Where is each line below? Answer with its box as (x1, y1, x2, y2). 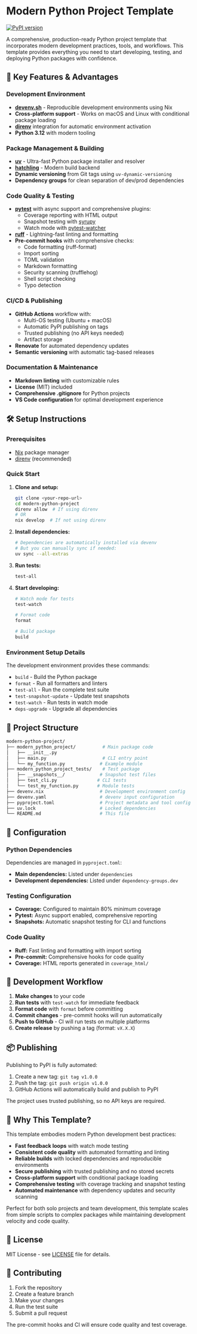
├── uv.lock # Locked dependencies (6, 805, 156, 811)
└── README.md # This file (6, 811, 130, 817)
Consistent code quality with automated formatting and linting (14, 1148, 170, 1156)
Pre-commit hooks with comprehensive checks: (14, 237, 134, 244)
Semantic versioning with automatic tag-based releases (14, 348, 155, 356)
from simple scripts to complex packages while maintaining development (6, 1211, 186, 1218)
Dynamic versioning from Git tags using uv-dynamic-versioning (14, 170, 172, 177)
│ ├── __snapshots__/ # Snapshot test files (6, 772, 156, 778)
